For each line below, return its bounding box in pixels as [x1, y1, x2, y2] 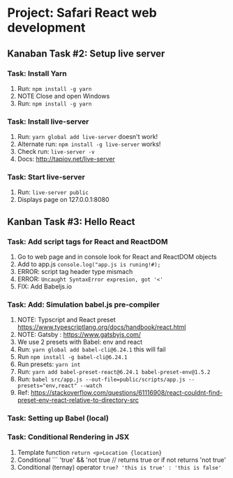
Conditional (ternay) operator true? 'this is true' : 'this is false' [17, 463, 222, 471]
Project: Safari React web [7, 5, 157, 21]
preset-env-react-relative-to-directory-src [17, 396, 140, 405]
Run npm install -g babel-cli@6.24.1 [17, 353, 128, 361]
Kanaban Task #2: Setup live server [7, 48, 165, 59]
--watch [80, 382, 103, 389]
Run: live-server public [17, 188, 89, 196]
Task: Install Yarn [7, 68, 68, 78]
